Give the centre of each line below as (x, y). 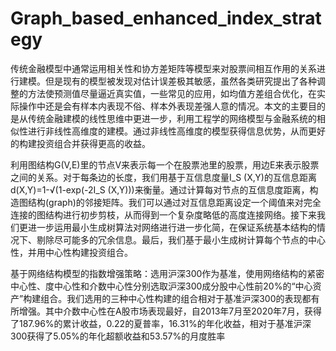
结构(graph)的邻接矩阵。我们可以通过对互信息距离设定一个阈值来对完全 (174, 202)
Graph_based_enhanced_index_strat (166, 18)
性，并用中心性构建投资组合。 (71, 252)
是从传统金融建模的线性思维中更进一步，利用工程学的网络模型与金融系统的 (163, 118)
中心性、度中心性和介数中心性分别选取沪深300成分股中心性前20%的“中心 (161, 286)
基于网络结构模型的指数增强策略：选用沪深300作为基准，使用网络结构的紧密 (167, 273)
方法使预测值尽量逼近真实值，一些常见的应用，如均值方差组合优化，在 (172, 93)
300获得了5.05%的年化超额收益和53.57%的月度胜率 (118, 336)
